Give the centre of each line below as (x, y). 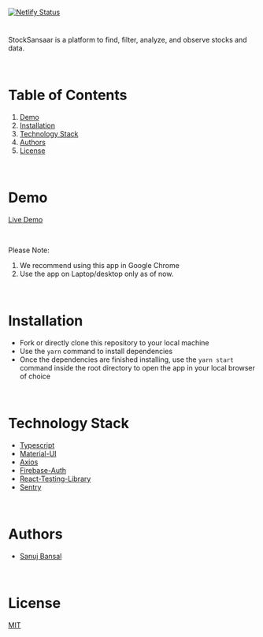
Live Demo (26, 220)
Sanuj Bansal (41, 556)
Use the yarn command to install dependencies (96, 351)
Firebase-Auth (43, 470)
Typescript (37, 445)
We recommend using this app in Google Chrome (99, 266)
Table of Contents (68, 95)
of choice (35, 376)
